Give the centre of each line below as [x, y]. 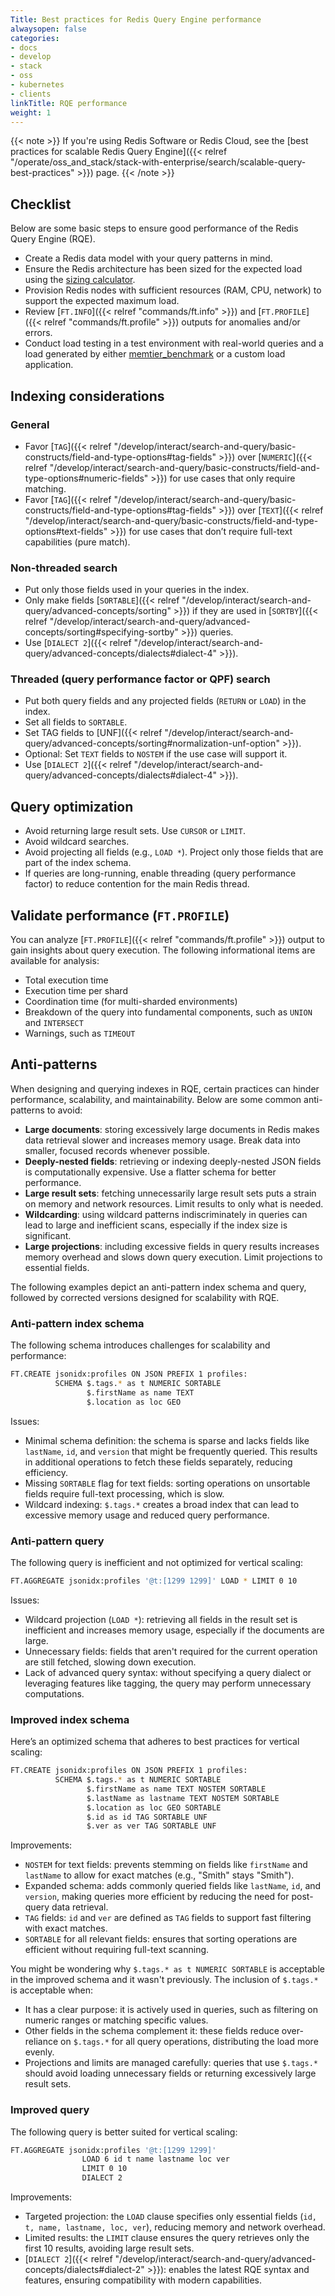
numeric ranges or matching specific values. [116, 2020]
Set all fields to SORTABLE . [76, 722]
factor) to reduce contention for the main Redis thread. [137, 884]
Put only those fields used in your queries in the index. [137, 590]
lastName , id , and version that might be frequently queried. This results [171, 1451]
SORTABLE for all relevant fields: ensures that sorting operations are [161, 1939]
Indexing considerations [87, 396]
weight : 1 [31, 112]
